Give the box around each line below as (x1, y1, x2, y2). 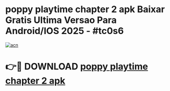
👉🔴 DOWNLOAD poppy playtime (5, 61, 148, 72)
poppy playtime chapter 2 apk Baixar (5, 4, 165, 15)
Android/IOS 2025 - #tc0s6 (5, 25, 124, 37)
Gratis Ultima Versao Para (5, 14, 117, 26)
